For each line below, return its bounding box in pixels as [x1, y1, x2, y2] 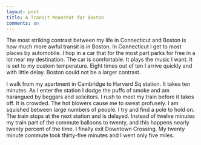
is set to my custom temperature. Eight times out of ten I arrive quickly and [6, 62, 193, 69]
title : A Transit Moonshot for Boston [6, 14, 104, 21]
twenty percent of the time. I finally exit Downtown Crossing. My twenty [6, 125, 185, 133]
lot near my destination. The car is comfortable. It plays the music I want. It [6, 56, 193, 63]
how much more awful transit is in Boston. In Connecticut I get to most [6, 43, 182, 50]
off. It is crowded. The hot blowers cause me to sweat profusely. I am [6, 100, 179, 107]
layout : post [6, 8, 39, 15]
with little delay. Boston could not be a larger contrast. [6, 69, 141, 76]
